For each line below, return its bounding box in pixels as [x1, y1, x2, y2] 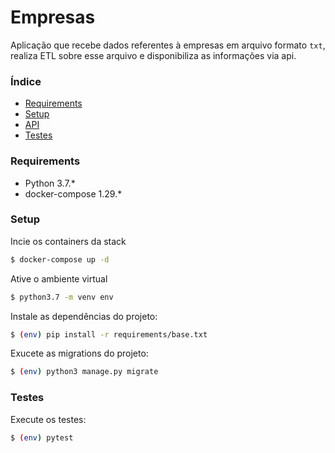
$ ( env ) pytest [10, 432, 74, 443]
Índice [10, 74, 42, 88]
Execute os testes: [10, 413, 87, 425]
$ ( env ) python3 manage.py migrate [10, 367, 159, 377]
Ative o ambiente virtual [10, 272, 108, 285]
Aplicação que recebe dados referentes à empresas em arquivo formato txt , [10, 39, 326, 51]
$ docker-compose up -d [10, 254, 110, 265]
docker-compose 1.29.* [24, 187, 123, 200]
